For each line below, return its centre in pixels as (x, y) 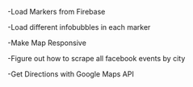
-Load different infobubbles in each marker (79, 27)
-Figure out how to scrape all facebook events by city (96, 58)
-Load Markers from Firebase (57, 12)
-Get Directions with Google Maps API (71, 74)
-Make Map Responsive (47, 43)
